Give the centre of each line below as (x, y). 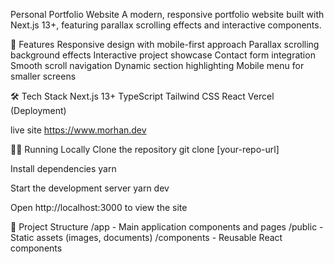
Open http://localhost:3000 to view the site (99, 207)
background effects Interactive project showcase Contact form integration (163, 55)
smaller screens (43, 76)
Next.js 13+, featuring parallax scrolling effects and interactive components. (166, 25)
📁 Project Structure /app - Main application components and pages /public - (167, 227)
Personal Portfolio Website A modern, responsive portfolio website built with (167, 14)
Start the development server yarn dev (90, 188)
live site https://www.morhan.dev (78, 130)
